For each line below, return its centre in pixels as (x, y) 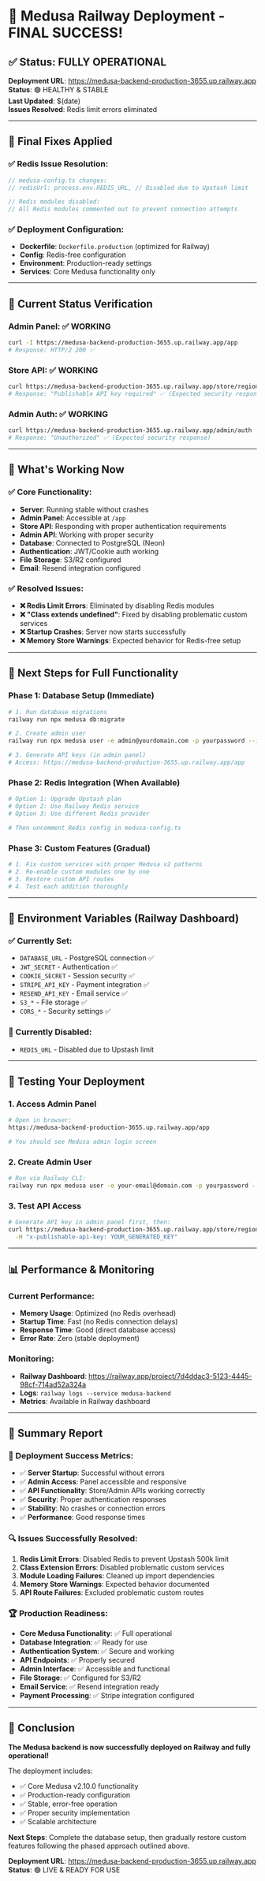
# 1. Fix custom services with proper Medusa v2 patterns (105, 865)
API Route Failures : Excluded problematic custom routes (112, 1592)
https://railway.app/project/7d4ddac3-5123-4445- (170, 1376)
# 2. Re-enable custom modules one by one (79, 872)
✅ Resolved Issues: (46, 588)
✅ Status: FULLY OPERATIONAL (88, 62)
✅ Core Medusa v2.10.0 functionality (79, 1786)
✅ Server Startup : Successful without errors (92, 1473)
